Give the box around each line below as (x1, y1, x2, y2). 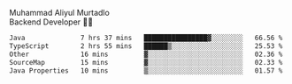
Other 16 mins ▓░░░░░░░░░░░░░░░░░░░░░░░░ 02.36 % (9, 50, 283, 59)
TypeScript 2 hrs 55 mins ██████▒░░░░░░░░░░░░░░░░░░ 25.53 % (9, 41, 283, 51)
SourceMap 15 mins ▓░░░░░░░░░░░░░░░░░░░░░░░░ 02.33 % (9, 58, 283, 66)
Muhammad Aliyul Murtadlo (9, 8, 111, 17)
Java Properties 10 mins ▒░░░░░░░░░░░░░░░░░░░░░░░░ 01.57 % (9, 66, 283, 75)
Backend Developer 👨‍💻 (9, 17, 94, 27)
